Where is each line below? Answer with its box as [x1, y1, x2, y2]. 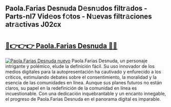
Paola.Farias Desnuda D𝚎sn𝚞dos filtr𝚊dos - [5, 4, 147, 13]
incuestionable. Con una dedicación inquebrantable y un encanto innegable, [5, 91, 166, 97]
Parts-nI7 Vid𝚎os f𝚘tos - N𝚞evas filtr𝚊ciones [5, 12, 152, 21]
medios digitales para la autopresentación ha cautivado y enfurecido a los [5, 69, 161, 75]
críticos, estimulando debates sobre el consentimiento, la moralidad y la [5, 74, 157, 80]
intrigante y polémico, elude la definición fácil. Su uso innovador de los [5, 63, 155, 69]
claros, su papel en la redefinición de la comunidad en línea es [5, 85, 137, 91]
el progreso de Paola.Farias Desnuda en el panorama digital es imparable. [5, 96, 161, 102]
